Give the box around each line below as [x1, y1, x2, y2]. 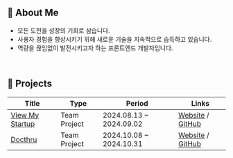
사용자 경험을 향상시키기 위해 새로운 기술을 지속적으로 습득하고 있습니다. [17, 35, 212, 43]
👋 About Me [7, 7, 59, 19]
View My [10, 110, 40, 120]
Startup [10, 119, 35, 129]
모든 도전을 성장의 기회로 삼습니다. [17, 26, 110, 35]
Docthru [10, 134, 37, 144]
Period [126, 98, 148, 108]
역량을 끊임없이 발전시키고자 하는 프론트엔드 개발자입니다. [17, 43, 173, 52]
